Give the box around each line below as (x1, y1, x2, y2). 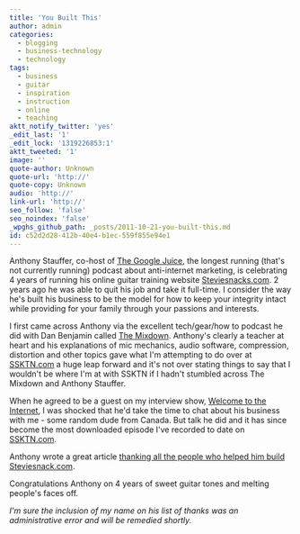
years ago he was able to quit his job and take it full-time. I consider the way (9, 285, 292, 295)
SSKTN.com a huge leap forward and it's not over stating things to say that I (9, 359, 291, 370)
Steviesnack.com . (9, 461, 75, 472)
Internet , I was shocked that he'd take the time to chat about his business (9, 405, 280, 416)
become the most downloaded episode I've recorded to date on (9, 424, 245, 435)
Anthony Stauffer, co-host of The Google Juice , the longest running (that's (9, 256, 286, 267)
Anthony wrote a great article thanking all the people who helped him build (9, 451, 286, 462)
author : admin (9, 22, 63, 31)
